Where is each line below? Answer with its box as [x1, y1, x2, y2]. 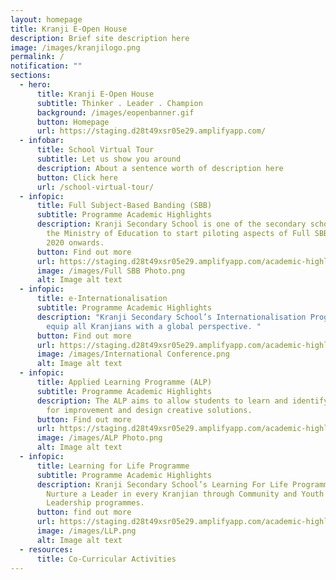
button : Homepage [36, 117, 110, 127]
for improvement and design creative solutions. [46, 405, 253, 415]
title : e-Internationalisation [36, 294, 168, 304]
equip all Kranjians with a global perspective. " [46, 321, 262, 331]
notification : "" [10, 61, 83, 71]
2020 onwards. [46, 237, 105, 248]
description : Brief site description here [10, 33, 190, 43]
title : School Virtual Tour [36, 145, 155, 155]
